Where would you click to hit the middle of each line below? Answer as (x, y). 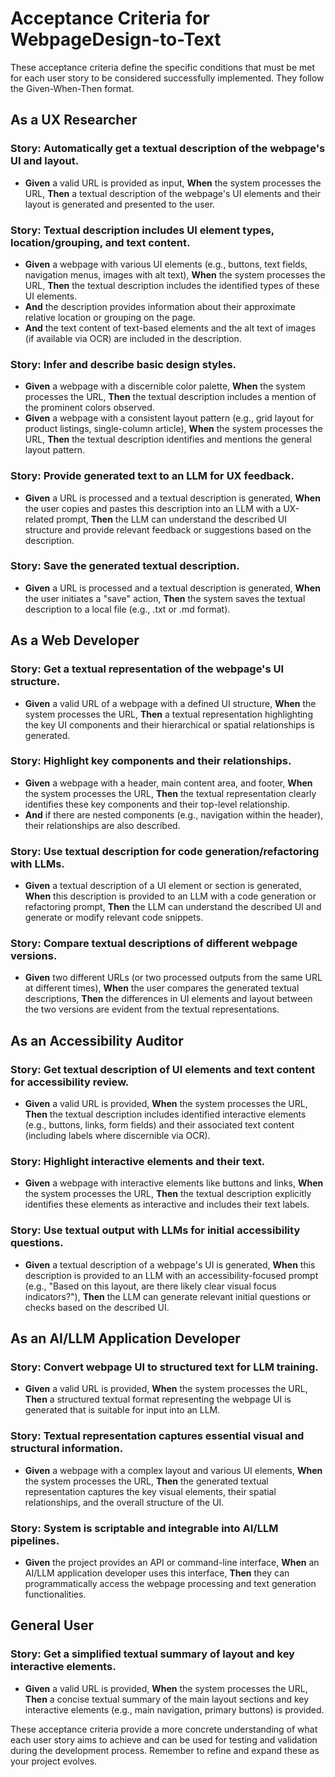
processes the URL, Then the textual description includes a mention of (170, 397)
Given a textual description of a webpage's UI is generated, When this (170, 1264)
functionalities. (55, 1594)
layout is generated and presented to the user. (120, 204)
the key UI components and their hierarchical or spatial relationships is (169, 724)
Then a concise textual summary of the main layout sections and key (167, 1699)
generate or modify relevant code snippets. (114, 918)
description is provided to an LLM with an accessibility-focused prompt (171, 1275)
